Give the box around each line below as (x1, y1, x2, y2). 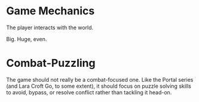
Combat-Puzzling (6, 57, 96, 70)
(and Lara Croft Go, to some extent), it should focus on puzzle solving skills (6, 82, 191, 89)
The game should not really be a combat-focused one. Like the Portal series (6, 76, 194, 83)
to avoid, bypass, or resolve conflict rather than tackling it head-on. (6, 88, 172, 96)
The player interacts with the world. (6, 24, 94, 31)
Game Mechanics (6, 4, 95, 18)
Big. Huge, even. (6, 35, 47, 42)
